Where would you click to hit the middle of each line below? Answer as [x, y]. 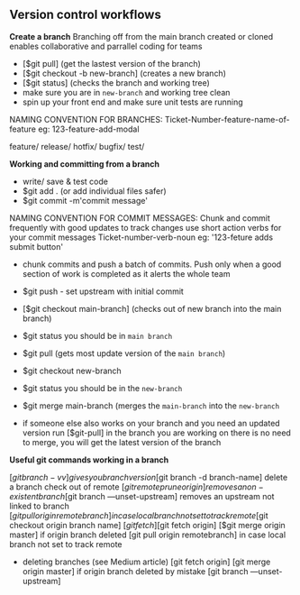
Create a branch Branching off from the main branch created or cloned [141, 36]
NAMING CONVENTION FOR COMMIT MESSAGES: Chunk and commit [140, 218]
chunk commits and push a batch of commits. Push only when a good [152, 264]
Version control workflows [86, 15]
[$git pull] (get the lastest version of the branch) [111, 63]
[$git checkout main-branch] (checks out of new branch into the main [152, 308]
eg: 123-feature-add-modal [88, 129]
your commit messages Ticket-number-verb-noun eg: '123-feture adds [141, 237]
